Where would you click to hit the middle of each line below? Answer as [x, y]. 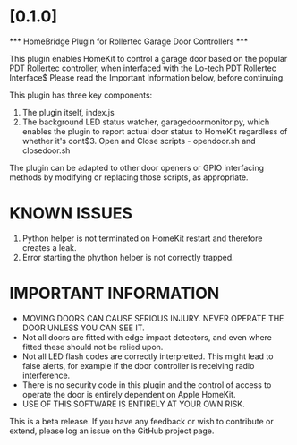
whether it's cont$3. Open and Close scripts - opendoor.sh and [139, 141]
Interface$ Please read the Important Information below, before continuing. [148, 77]
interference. [46, 375]
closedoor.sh [46, 150]
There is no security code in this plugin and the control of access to [147, 385]
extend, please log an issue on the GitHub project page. [112, 431]
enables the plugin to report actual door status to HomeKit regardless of [155, 131]
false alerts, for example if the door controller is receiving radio [138, 365]
